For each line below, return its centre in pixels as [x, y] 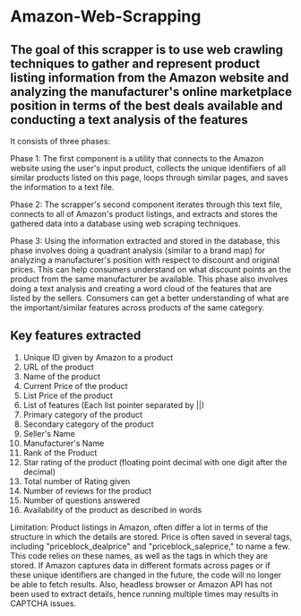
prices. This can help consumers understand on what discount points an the [151, 269]
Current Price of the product [75, 386]
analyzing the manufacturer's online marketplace [151, 91]
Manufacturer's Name [64, 443]
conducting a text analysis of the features [129, 120]
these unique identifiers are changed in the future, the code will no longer [146, 575]
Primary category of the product [82, 414]
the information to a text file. [62, 187]
